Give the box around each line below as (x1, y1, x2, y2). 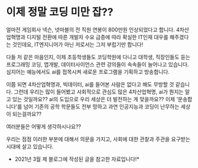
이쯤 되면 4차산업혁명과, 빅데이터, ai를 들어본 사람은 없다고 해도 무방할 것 (6, 80, 174, 88)
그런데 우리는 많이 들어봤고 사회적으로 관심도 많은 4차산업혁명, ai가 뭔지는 (14, 88, 184, 95)
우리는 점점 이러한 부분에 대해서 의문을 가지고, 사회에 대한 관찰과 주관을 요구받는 (6, 135, 191, 143)
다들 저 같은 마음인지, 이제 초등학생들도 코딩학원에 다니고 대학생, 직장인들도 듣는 (6, 53, 191, 60)
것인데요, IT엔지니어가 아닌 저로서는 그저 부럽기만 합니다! (12, 41, 144, 48)
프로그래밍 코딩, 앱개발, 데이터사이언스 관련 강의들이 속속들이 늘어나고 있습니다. (6, 60, 189, 68)
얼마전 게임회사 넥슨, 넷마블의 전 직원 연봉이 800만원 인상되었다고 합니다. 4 (6, 26, 180, 33)
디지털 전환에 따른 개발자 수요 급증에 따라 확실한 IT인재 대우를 (26, 33, 168, 40)
